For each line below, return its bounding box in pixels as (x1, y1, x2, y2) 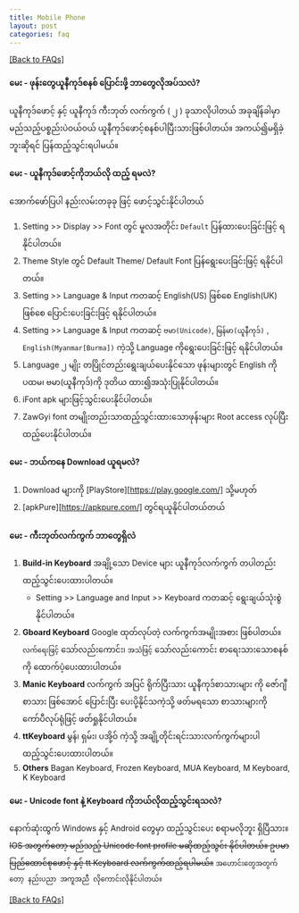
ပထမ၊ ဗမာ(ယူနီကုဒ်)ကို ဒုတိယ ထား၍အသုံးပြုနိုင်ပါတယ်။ (21, 376, 219, 387)
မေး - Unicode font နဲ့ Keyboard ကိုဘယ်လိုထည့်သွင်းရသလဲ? (9, 795, 222, 806)
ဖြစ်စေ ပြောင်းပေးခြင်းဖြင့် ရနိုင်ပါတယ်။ (21, 307, 157, 318)
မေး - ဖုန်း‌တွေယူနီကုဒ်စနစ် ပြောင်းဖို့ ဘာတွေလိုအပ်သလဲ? (9, 77, 201, 88)
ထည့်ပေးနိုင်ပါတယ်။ (21, 428, 92, 439)
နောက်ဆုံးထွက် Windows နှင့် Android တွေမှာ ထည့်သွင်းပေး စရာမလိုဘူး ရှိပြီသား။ (9, 823, 289, 833)
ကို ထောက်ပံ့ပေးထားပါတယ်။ (21, 662, 122, 673)
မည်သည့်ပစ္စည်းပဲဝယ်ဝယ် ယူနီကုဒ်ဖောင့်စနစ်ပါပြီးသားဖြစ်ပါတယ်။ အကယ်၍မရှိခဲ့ (9, 122, 284, 133)
